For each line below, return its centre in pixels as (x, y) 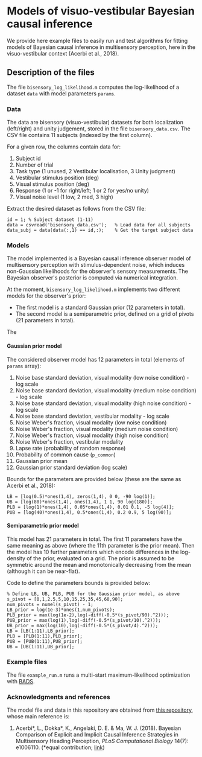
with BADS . (21, 682)
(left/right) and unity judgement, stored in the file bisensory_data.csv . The (99, 129)
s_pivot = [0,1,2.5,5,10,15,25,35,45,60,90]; (65, 599)
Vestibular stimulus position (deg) (57, 178)
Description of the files (51, 73)
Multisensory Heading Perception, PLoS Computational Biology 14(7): (102, 741)
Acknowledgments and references (58, 697)
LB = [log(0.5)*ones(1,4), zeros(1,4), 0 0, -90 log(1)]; (81, 496)
